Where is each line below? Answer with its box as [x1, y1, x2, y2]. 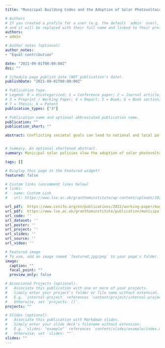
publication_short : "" [5, 124, 52, 129]
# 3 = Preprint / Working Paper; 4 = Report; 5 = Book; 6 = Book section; [5, 97, 162, 102]
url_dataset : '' [5, 218, 38, 223]
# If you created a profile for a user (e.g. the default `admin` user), [5, 21, 160, 25]
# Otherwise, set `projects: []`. [5, 299, 80, 304]
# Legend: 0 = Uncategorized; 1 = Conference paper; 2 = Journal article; [5, 93, 162, 98]
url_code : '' [5, 213, 32, 218]
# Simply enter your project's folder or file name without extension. [5, 290, 160, 295]
